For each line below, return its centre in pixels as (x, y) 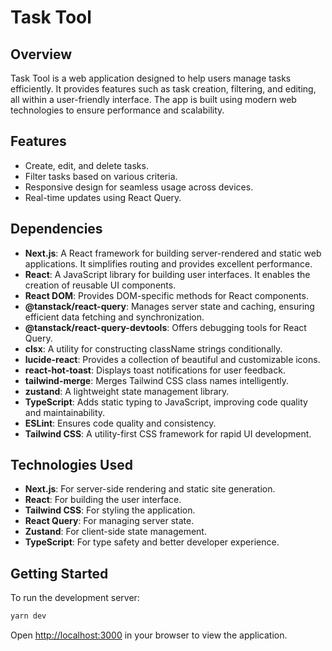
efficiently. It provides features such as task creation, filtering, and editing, (163, 89)
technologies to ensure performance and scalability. (117, 110)
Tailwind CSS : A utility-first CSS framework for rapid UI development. (168, 433)
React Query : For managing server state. (109, 521)
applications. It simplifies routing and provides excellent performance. (168, 263)
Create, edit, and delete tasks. (86, 165)
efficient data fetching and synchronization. (114, 317)
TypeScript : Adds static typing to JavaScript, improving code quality (166, 402)
